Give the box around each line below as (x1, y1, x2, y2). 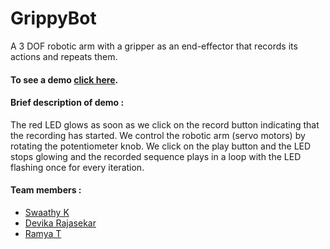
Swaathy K (24, 206, 70, 218)
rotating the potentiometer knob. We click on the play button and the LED (10, 140, 312, 152)
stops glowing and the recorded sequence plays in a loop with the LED (10, 150, 302, 162)
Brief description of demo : (10, 97, 125, 109)
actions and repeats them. (10, 50, 118, 62)
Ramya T (24, 227, 62, 239)
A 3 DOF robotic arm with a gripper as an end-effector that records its (10, 40, 298, 52)
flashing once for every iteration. (10, 161, 145, 173)
